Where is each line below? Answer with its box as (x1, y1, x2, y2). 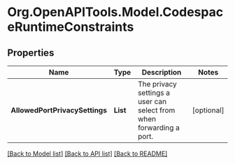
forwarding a (137, 123, 180, 133)
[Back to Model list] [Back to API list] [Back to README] (7, 149, 168, 158)
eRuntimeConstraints (7, 19, 134, 35)
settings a (137, 88, 170, 98)
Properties (7, 47, 55, 59)
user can (137, 97, 166, 106)
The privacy (137, 80, 177, 89)
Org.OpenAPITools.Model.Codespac (7, 4, 224, 20)
